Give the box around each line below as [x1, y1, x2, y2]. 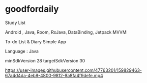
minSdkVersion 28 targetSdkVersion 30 [5, 57, 85, 63]
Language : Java [5, 48, 39, 54]
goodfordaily [5, 3, 59, 15]
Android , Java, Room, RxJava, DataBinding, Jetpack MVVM [5, 29, 127, 35]
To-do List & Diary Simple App [5, 38, 66, 45]
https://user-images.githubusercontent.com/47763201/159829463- [5, 67, 142, 73]
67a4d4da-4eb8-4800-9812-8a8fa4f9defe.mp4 [5, 72, 103, 78]
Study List [5, 20, 26, 26]
